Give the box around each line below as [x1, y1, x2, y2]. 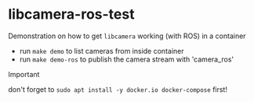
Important [8, 69, 40, 79]
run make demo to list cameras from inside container [19, 46, 184, 55]
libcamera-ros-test [8, 5, 135, 23]
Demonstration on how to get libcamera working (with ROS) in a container [8, 31, 246, 40]
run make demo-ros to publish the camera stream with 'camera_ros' [19, 55, 234, 64]
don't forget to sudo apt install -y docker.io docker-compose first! [8, 84, 227, 94]
